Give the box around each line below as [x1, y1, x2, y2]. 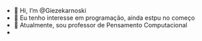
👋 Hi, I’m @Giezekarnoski [13, 7, 87, 14]
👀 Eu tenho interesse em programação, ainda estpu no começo [13, 14, 195, 22]
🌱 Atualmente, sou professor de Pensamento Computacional [13, 21, 188, 29]
